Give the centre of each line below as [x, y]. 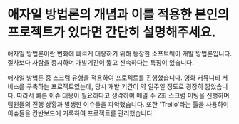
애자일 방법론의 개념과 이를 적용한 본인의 [118, 15]
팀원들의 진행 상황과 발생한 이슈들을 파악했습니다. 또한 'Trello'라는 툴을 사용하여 [118, 104]
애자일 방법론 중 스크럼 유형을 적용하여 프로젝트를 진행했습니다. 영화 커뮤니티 [114, 77]
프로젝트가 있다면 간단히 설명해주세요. [112, 32]
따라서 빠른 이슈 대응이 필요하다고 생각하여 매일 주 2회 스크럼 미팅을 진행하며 [123, 95]
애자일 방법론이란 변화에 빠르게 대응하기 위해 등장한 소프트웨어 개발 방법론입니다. [120, 53]
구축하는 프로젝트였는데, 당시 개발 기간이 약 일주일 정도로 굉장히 [115, 86]
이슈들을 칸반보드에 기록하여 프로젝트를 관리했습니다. [81, 113]
